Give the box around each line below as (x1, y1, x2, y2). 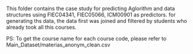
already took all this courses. (6, 23, 77, 31)
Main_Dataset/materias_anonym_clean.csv (6, 41, 111, 48)
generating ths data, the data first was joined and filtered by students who (6, 18, 187, 24)
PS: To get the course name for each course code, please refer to (6, 35, 167, 42)
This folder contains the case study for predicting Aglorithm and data (6, 5, 175, 12)
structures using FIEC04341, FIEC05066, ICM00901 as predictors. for (6, 11, 176, 18)
